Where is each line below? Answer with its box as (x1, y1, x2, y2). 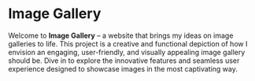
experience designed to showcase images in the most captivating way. (8, 64, 238, 73)
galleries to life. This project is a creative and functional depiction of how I (8, 39, 248, 48)
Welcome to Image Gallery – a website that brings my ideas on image (8, 31, 234, 40)
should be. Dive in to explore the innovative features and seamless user (8, 56, 240, 65)
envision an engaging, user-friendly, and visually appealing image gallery (8, 47, 246, 57)
